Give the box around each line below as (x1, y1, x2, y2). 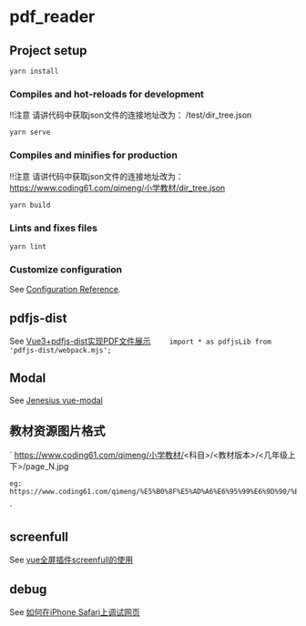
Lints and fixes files (9, 221, 98, 234)
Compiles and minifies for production (9, 149, 178, 161)
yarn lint (9, 241, 47, 251)
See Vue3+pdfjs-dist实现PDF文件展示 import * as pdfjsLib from (9, 335, 271, 346)
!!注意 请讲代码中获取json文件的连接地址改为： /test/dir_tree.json (9, 109, 252, 120)
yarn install (9, 67, 59, 76)
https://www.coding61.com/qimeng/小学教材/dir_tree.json (9, 182, 226, 193)
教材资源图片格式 (9, 424, 106, 439)
